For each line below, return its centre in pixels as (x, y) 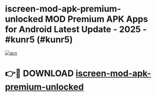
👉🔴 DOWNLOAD (39, 74)
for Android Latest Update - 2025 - (76, 29)
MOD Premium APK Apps (97, 19)
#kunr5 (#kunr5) (39, 40)
